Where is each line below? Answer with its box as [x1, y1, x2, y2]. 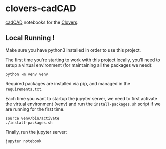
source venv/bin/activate [5, 116, 59, 121]
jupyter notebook [5, 138, 42, 144]
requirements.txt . [5, 86, 43, 92]
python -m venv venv [5, 72, 49, 77]
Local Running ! [5, 34, 55, 42]
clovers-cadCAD [5, 3, 76, 14]
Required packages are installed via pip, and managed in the [5, 80, 131, 86]
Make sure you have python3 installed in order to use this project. [5, 47, 141, 53]
